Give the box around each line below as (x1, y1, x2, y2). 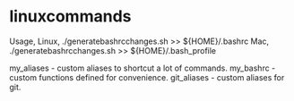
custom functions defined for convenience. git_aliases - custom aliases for (9, 72, 285, 82)
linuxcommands (9, 6, 132, 27)
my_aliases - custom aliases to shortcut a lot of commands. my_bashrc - (9, 63, 276, 73)
